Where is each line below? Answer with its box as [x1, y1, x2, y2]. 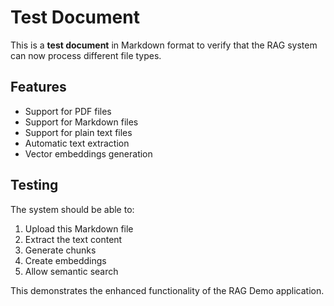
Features [10, 79, 67, 96]
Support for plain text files [24, 126, 133, 138]
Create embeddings [24, 254, 107, 266]
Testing [10, 177, 59, 194]
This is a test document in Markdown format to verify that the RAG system [10, 39, 318, 51]
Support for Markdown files [24, 116, 139, 128]
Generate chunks [24, 244, 97, 256]
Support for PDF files [24, 105, 112, 117]
